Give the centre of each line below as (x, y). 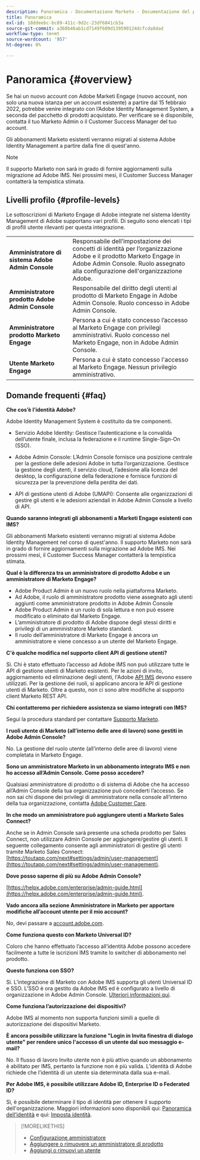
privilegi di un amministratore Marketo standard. (74, 629)
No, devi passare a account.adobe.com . (55, 923)
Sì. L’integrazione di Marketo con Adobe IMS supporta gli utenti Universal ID (99, 982)
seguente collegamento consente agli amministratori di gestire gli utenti (94, 845)
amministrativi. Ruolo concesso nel (121, 335)
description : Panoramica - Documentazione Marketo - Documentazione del (98, 12)
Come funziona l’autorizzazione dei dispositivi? (66, 1006)
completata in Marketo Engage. (45, 755)
